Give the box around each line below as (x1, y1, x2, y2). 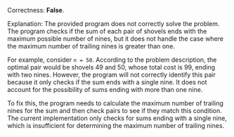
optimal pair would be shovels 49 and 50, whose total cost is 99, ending (7, 63, 216, 71)
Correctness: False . (7, 6, 65, 14)
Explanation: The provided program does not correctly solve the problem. (7, 20, 220, 27)
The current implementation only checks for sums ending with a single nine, (7, 114, 227, 122)
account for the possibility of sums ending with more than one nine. (7, 86, 203, 93)
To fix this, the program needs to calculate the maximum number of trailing (7, 99, 223, 107)
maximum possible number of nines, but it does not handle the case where (7, 34, 223, 43)
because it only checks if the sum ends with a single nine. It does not (7, 78, 207, 86)
